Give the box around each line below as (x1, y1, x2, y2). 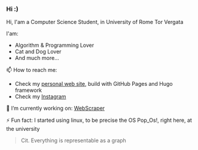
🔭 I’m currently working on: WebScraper (6, 104, 105, 112)
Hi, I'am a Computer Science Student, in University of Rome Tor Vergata (6, 19, 184, 26)
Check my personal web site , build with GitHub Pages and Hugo (14, 80, 173, 88)
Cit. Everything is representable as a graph (20, 137, 127, 144)
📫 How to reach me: (6, 67, 57, 74)
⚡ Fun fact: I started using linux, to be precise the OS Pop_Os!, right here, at (6, 116, 193, 124)
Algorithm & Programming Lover (14, 41, 95, 49)
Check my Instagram (14, 93, 66, 100)
